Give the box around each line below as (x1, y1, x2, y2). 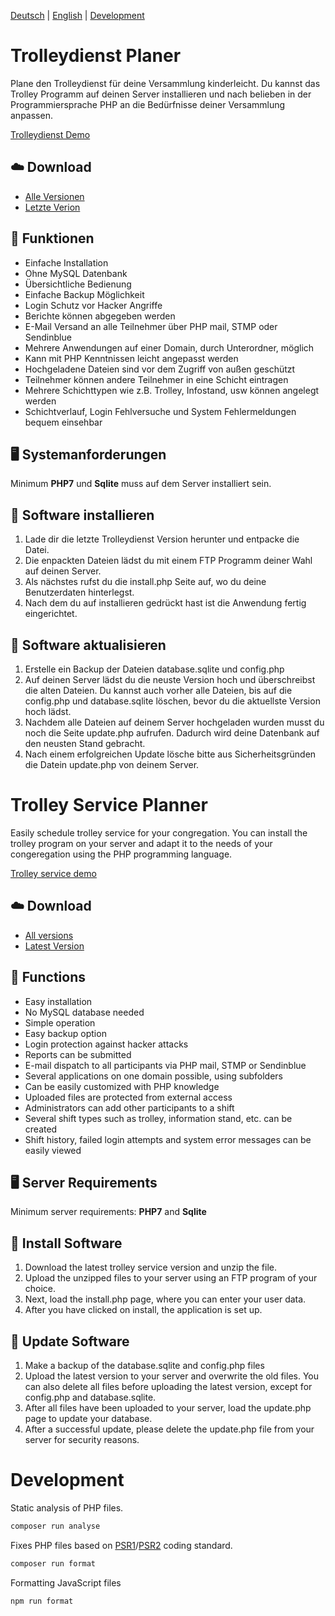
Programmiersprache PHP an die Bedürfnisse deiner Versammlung (10, 98, 286, 110)
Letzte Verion (24, 201, 81, 213)
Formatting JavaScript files (10, 1576, 122, 1589)
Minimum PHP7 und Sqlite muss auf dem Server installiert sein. (10, 478, 272, 490)
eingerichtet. (24, 608, 78, 620)
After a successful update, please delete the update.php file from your (24, 1423, 315, 1435)
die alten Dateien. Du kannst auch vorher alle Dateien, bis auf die (24, 685, 293, 696)
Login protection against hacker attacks (24, 1038, 189, 1050)
